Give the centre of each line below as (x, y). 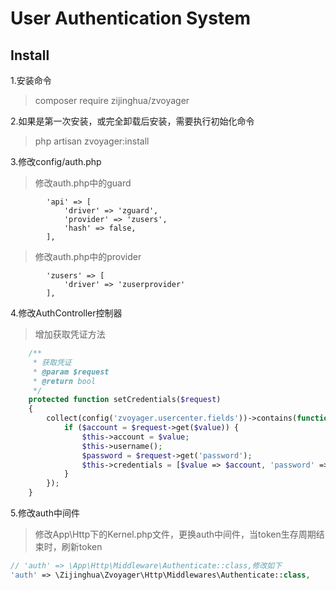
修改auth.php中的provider (88, 256)
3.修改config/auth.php (56, 161)
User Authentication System (131, 18)
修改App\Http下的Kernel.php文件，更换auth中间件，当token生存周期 (175, 534)
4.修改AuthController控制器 (66, 313)
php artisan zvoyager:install (92, 141)
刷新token (82, 546)
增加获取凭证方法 (70, 334)
